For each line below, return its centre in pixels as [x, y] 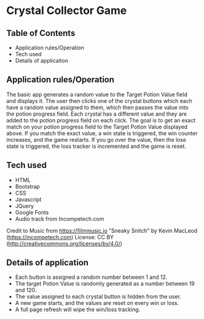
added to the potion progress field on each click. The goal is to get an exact [101, 120]
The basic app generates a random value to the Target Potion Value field [97, 94]
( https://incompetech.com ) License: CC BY [60, 237]
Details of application [48, 263]
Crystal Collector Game [66, 11]
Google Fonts [32, 212]
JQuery [25, 206]
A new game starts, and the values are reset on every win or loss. [97, 303]
